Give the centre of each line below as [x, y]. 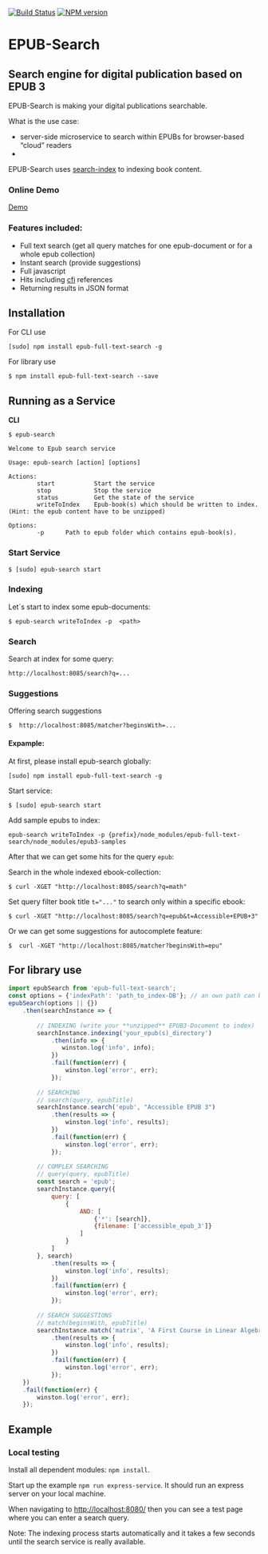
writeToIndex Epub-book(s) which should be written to [135, 505]
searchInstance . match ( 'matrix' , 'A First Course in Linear [137, 1330]
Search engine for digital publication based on [126, 74]
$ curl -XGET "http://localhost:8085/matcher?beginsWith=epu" [116, 946]
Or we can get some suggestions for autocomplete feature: [105, 930]
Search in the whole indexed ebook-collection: [85, 872]
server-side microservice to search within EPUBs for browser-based [132, 137]
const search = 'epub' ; [76, 1182]
